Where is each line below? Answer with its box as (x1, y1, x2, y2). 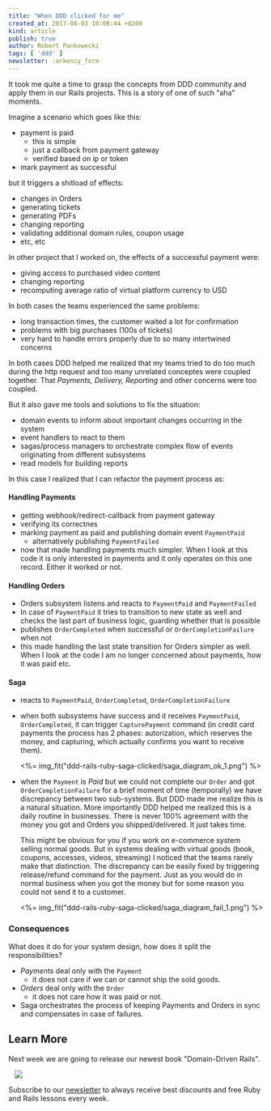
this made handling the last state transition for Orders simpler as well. (19, 641, 252, 652)
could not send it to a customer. (19, 888, 126, 897)
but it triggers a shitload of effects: (8, 177, 124, 187)
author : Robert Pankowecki (8, 42, 100, 50)
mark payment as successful (19, 162, 117, 172)
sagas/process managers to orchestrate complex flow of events (19, 441, 234, 450)
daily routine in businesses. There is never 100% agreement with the (19, 811, 249, 821)
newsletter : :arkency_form (8, 57, 100, 66)
